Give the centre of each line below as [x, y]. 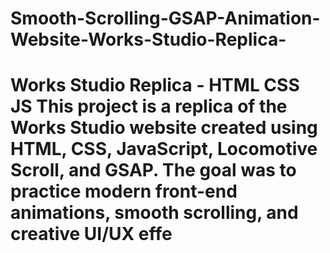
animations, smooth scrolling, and [154, 213]
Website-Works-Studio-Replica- [148, 39]
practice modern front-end [124, 191]
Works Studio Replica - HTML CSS [155, 85]
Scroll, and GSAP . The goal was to [153, 170]
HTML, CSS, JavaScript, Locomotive [164, 149]
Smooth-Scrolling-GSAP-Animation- [165, 18]
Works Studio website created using [164, 128]
